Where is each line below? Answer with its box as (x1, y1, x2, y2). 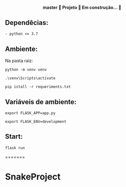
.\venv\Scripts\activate (5, 76, 56, 81)
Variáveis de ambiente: (5, 97, 77, 106)
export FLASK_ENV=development (5, 119, 67, 124)
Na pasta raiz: (5, 58, 33, 64)
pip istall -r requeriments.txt (5, 84, 71, 90)
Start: (5, 133, 23, 141)
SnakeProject (5, 171, 61, 183)
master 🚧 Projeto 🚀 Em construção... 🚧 (42, 4, 122, 10)
